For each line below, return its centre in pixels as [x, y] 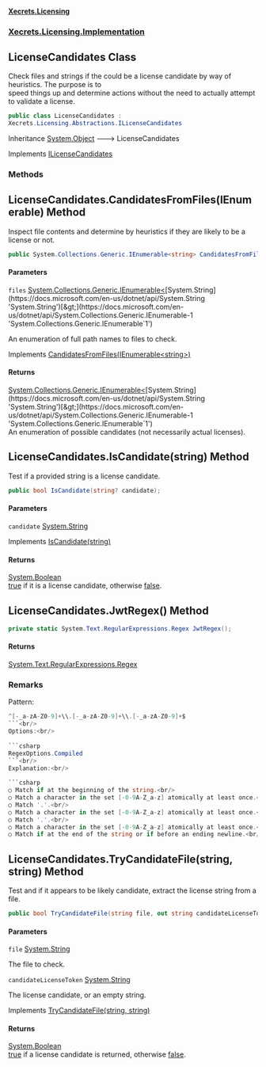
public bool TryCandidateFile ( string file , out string [101, 914]
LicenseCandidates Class [72, 57]
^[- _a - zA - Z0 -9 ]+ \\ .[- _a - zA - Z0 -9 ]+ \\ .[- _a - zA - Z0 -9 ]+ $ [97, 717]
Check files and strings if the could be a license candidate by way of [120, 76]
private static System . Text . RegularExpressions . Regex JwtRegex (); [120, 629]
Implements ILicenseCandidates [61, 154]
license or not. [32, 240]
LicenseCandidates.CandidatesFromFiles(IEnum [130, 200]
